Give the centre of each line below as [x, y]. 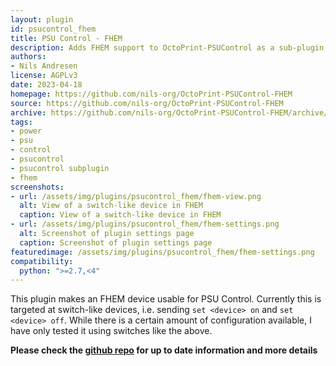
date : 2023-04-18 [46, 85]
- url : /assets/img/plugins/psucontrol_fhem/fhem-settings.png [145, 224]
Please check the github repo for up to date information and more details [164, 350]
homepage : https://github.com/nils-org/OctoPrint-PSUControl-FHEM [151, 94]
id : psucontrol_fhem [53, 29]
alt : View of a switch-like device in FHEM [111, 206]
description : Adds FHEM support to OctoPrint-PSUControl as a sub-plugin [167, 47]
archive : [28, 112]
